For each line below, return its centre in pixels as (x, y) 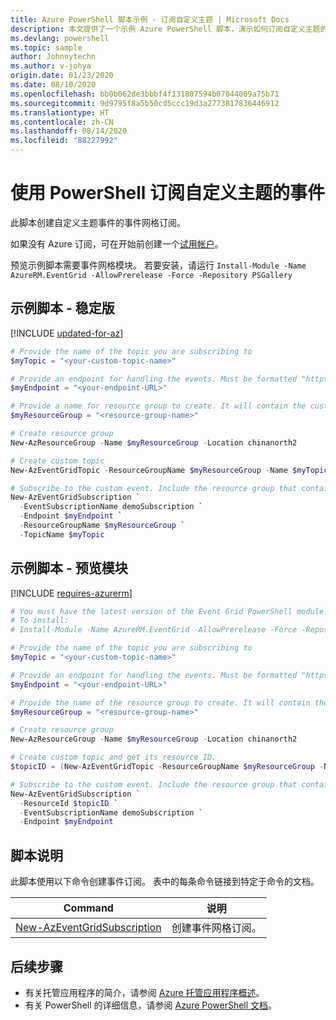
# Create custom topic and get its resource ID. (113, 757)
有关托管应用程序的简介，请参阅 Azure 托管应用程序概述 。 (144, 992)
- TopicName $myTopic (62, 534)
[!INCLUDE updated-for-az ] (67, 333)
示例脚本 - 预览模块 (69, 568)
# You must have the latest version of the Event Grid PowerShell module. (169, 611)
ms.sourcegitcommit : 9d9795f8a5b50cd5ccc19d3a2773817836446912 (145, 103)
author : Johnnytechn (53, 57)
